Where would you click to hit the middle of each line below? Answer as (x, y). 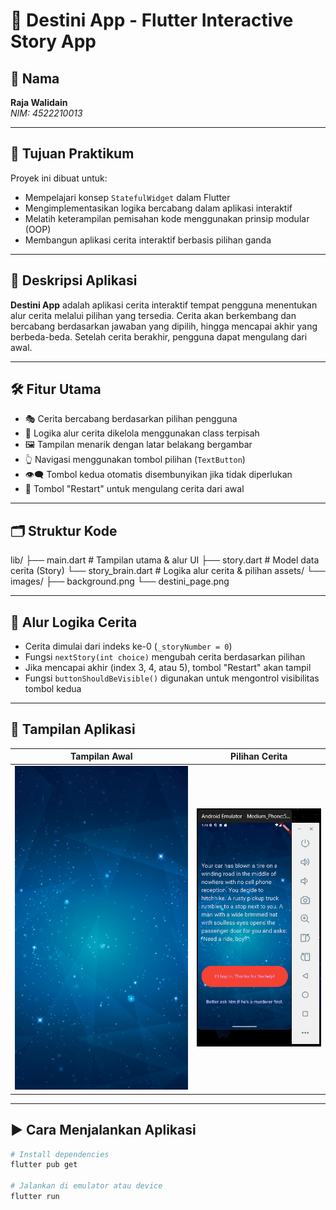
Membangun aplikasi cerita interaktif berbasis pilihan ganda (148, 240)
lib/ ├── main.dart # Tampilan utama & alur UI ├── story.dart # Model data (165, 560)
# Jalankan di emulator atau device (86, 1186)
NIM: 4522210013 (46, 113)
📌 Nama (35, 78)
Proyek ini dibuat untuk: (59, 178)
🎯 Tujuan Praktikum (72, 154)
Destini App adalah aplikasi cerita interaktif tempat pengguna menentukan (164, 305)
